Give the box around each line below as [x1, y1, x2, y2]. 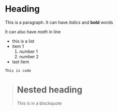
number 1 [19, 48, 38, 54]
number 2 [19, 53, 39, 59]
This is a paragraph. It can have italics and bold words [5, 19, 113, 25]
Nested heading [16, 84, 83, 95]
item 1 [12, 43, 24, 49]
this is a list [12, 38, 35, 44]
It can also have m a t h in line [5, 29, 61, 34]
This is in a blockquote [16, 100, 62, 106]
